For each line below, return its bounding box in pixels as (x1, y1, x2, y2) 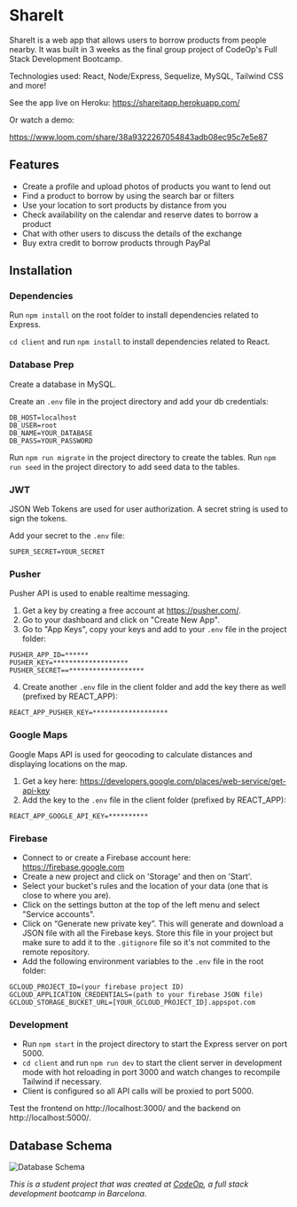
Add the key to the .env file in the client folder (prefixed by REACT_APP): (21, 795, 286, 805)
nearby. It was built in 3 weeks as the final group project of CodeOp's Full (9, 43, 277, 54)
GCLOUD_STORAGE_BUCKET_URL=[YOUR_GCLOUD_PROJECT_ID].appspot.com (9, 998, 255, 1007)
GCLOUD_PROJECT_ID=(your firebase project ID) (9, 982, 184, 991)
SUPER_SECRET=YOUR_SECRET (9, 547, 105, 557)
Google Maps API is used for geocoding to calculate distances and (9, 748, 253, 759)
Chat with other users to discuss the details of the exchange (21, 228, 242, 239)
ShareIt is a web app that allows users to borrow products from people (9, 35, 267, 45)
